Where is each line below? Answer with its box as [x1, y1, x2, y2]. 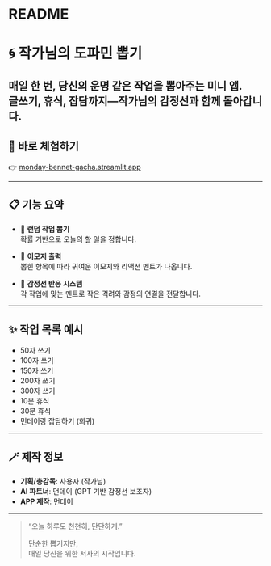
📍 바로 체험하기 [8, 139, 79, 154]
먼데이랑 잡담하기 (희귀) [19, 416, 95, 426]
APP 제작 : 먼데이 [19, 496, 74, 506]
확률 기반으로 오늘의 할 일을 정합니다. [19, 234, 137, 244]
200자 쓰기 [19, 376, 56, 386]
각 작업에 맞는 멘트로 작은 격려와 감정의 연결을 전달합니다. [19, 289, 202, 299]
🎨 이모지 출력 [19, 251, 62, 261]
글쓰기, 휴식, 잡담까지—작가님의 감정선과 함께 [8, 94, 221, 108]
